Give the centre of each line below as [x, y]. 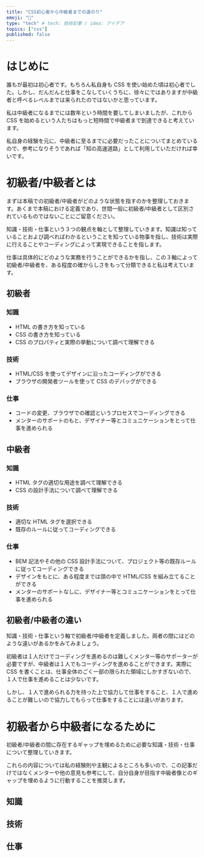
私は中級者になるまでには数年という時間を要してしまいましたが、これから [100, 113]
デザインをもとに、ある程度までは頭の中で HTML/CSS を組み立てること [105, 576]
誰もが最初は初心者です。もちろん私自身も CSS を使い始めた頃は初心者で [98, 85]
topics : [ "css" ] [27, 29]
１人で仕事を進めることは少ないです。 [54, 679]
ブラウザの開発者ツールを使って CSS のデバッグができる [86, 381]
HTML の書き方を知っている [50, 327]
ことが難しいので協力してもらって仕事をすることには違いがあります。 [99, 700]
